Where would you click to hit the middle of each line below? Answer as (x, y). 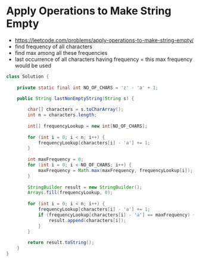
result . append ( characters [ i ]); (87, 220)
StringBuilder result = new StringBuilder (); (85, 187)
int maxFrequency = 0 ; (56, 159)
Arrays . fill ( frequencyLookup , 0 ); (70, 193)
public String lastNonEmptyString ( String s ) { (76, 98)
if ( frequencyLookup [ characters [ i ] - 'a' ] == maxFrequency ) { (117, 215)
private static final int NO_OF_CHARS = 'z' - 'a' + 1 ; (88, 88)
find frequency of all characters (53, 47)
